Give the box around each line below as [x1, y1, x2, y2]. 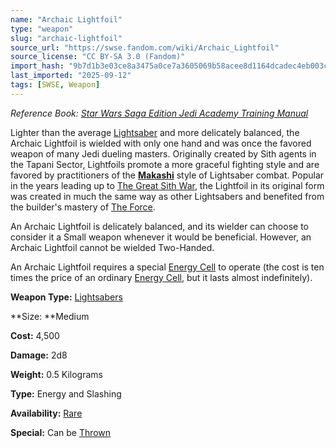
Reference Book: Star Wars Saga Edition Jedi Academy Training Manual [10, 107, 309, 119]
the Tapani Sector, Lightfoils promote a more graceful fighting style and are [10, 158, 320, 170]
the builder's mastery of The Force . [10, 201, 156, 213]
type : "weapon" [10, 24, 74, 34]
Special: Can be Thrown [10, 426, 112, 438]
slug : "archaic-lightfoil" [10, 33, 123, 43]
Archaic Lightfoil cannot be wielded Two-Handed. [10, 241, 215, 253]
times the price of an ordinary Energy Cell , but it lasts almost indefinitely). [10, 271, 313, 283]
